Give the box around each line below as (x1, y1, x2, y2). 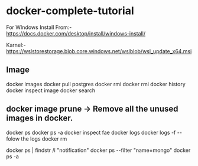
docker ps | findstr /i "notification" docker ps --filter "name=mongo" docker (6, 147, 191, 154)
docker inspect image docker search (6, 87, 96, 94)
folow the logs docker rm (6, 135, 67, 142)
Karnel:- (6, 41, 27, 48)
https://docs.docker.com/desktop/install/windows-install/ (6, 30, 146, 37)
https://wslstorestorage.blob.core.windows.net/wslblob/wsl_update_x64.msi (6, 47, 192, 54)
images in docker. (6, 113, 73, 123)
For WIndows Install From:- (6, 24, 72, 31)
